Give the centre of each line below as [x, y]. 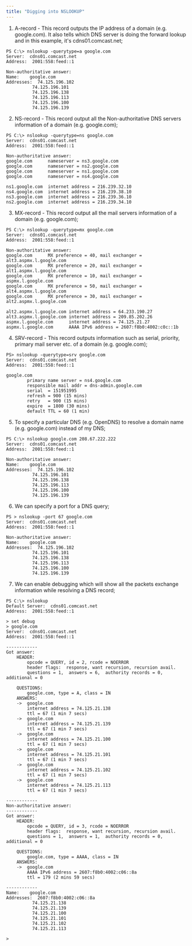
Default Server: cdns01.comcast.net [52, 606]
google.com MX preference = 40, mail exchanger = [74, 255]
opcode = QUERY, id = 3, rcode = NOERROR [78, 826]
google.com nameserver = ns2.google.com [62, 166]
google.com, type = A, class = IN [69, 693]
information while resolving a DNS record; [65, 590]
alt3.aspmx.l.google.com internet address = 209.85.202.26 [79, 317]
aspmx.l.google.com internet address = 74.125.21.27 [78, 322]
